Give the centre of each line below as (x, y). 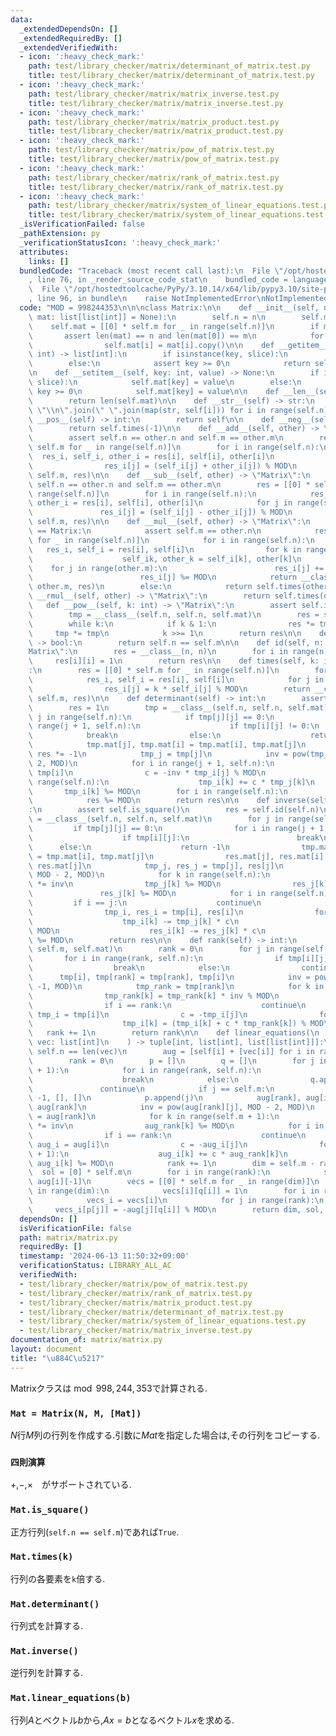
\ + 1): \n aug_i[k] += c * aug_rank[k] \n (158, 1154)
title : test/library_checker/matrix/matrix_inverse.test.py (156, 103)
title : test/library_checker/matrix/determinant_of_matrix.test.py (171, 76)
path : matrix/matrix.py (68, 1237)
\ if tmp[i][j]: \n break (174, 837)
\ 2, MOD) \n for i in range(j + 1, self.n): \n (151, 763)
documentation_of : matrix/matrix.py (86, 1340)
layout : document (46, 1349)
